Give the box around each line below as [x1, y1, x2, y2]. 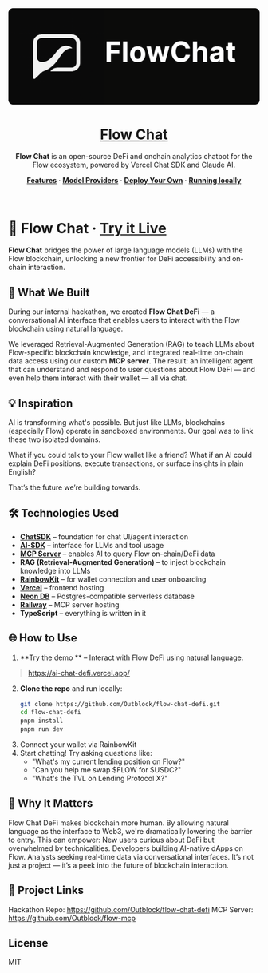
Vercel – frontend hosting [19, 582, 104, 592]
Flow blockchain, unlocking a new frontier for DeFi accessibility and [8, 254, 231, 264]
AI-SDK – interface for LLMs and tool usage [19, 540, 164, 550]
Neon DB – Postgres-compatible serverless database [19, 591, 195, 601]
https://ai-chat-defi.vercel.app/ [27, 668, 130, 677]
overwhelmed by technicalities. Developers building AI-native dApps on [8, 843, 243, 853]
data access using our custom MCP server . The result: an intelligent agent [8, 356, 254, 366]
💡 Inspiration [8, 396, 73, 410]
